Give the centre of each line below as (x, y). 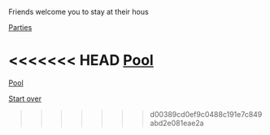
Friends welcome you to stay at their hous (78, 12)
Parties (20, 27)
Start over (25, 98)
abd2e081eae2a (177, 123)
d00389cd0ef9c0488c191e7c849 (206, 114)
